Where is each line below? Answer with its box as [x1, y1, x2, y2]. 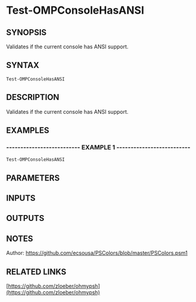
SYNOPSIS [6, 27, 47, 38]
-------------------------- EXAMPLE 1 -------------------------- [6, 143, 191, 151]
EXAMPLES [6, 126, 49, 136]
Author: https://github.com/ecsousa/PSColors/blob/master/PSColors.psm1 [6, 250, 188, 257]
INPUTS [6, 193, 36, 203]
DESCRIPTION [6, 92, 59, 102]
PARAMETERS [6, 173, 60, 183]
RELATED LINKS [6, 266, 67, 277]
